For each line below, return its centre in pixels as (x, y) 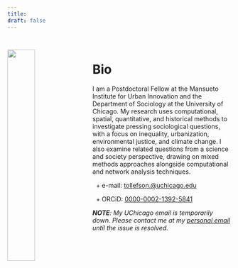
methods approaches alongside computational (160, 164)
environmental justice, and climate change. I (157, 142)
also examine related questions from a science (160, 149)
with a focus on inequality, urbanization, (151, 134)
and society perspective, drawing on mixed (155, 157)
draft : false (27, 21)
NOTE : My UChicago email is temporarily (152, 213)
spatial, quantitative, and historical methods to (159, 119)
